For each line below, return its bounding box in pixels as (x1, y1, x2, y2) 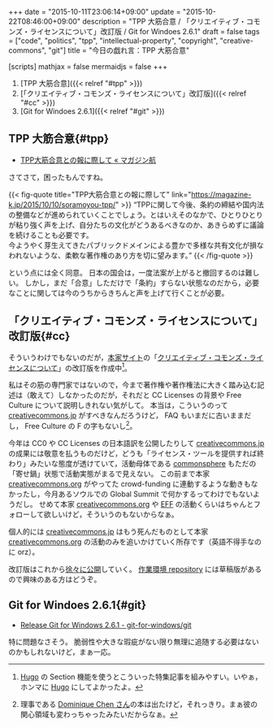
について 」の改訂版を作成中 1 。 (29, 361, 132, 373)
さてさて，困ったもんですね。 (8, 172, 108, 182)
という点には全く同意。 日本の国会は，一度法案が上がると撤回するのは (8, 267, 245, 277)
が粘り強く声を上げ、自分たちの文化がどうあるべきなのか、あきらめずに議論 (8, 219, 264, 230)
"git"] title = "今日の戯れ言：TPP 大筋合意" (48, 45, 189, 55)
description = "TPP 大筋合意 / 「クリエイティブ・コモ (82, 16, 261, 26)
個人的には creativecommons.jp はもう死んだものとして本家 (8, 526, 209, 536)
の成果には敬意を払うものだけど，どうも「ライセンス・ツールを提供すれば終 (8, 448, 265, 458)
